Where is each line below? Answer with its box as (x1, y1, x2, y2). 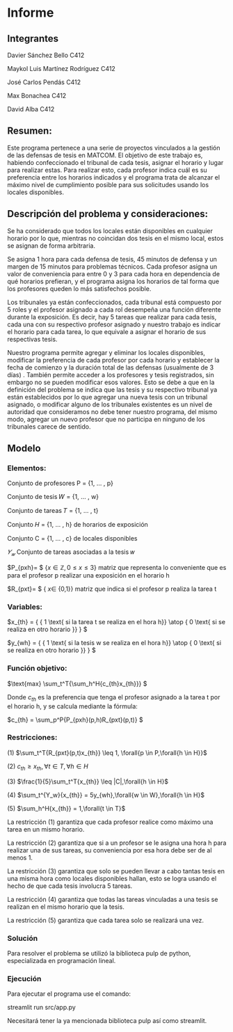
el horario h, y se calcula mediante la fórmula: (7, 701, 138, 711)
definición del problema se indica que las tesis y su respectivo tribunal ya (7, 385, 218, 394)
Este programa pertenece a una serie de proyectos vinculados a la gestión (7, 143, 220, 152)
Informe (7, 5, 54, 21)
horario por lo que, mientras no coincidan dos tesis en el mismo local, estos (7, 234, 224, 242)
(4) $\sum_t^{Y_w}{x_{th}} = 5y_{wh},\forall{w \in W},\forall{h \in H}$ (7, 791, 205, 799)
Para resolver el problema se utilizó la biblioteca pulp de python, (7, 948, 191, 958)
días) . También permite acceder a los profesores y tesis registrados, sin (7, 370, 214, 379)
